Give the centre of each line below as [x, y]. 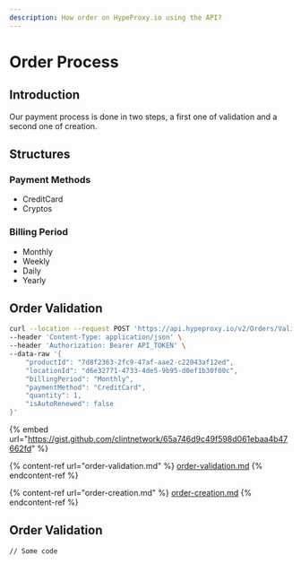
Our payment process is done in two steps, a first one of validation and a [143, 117]
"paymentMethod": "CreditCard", [86, 387]
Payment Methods [50, 179]
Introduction [45, 95]
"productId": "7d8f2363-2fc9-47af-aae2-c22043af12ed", [130, 362]
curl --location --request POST [69, 329]
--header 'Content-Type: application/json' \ [95, 337]
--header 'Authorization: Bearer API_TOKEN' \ [98, 346]
